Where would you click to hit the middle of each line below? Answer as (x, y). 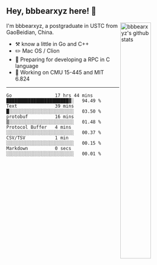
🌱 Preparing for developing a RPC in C (62, 59)
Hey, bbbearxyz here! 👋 (51, 11)
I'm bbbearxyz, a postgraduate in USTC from (62, 25)
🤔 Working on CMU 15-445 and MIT (59, 72)
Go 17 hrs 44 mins (50, 95)
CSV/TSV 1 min (37, 138)
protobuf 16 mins (40, 116)
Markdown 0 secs (39, 148)
